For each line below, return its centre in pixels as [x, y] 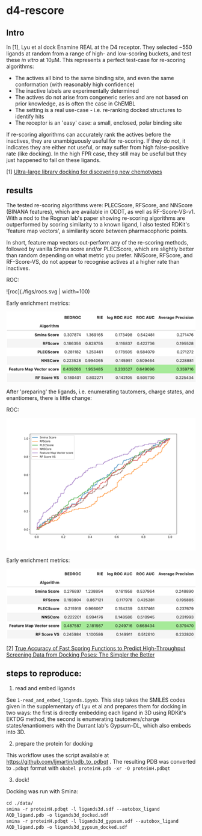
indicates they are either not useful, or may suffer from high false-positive [98, 147]
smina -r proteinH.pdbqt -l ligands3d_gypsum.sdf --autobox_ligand [93, 821]
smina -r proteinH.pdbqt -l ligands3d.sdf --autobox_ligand [83, 809]
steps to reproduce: [44, 674]
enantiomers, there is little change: [49, 398]
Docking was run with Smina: [42, 791]
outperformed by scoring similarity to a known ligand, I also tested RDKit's [98, 224]
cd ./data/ [20, 803]
